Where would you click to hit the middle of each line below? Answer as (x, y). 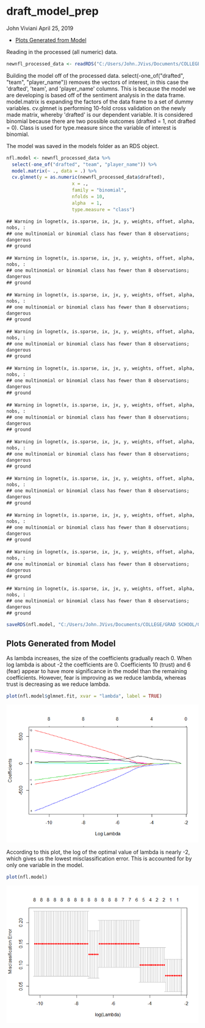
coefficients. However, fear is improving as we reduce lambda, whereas (96, 678)
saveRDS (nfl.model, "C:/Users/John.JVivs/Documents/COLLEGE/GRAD (91, 624)
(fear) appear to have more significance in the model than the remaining (97, 671)
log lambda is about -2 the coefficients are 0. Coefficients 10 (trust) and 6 (99, 665)
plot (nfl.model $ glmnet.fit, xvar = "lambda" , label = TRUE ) (85, 696)
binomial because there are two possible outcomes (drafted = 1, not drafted (101, 121)
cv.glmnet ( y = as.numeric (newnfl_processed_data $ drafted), (88, 177)
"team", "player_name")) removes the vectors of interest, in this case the (98, 82)
